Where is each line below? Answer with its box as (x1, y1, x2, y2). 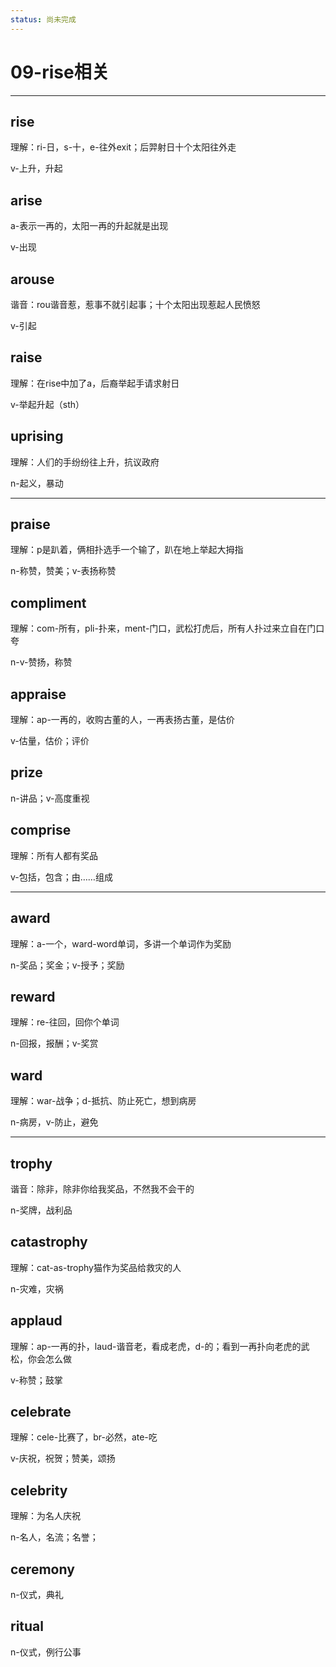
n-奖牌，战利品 (10, 1204, 73, 1216)
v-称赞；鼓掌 (10, 1374, 63, 1386)
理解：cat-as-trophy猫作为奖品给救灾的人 (10, 1261, 182, 1273)
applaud (10, 1312, 63, 1330)
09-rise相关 (10, 61, 110, 83)
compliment (10, 594, 87, 611)
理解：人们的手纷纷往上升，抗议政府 (10, 456, 160, 468)
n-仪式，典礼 (10, 1589, 64, 1600)
